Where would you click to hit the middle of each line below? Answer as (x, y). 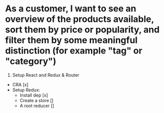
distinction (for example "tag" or (74, 51)
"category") (31, 61)
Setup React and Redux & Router (46, 75)
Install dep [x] (34, 95)
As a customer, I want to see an (71, 9)
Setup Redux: (26, 90)
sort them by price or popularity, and (82, 30)
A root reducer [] (37, 106)
